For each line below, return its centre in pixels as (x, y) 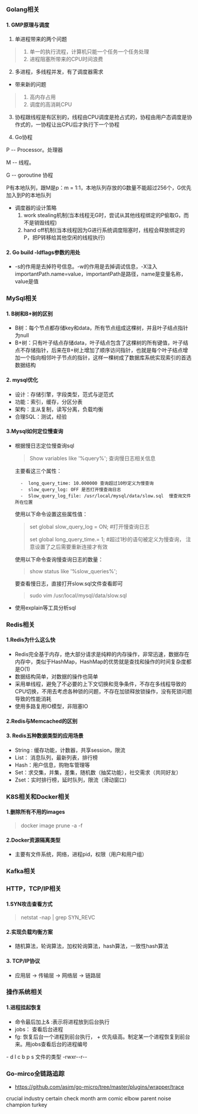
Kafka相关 (21, 871)
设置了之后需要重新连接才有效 (71, 547)
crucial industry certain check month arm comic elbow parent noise (89, 1098)
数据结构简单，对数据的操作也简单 (56, 676)
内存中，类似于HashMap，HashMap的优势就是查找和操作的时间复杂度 (100, 661)
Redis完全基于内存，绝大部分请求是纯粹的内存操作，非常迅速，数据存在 (102, 654)
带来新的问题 (30, 84)
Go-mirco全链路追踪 (36, 1074)
